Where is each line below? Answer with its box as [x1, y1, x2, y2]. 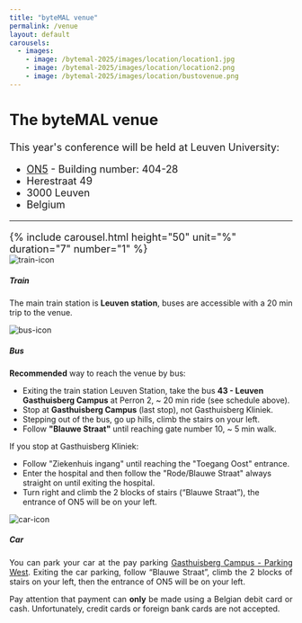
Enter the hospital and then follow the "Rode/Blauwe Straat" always [22, 467, 272, 478]
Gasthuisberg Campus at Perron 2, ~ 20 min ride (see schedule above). [22, 395, 290, 405]
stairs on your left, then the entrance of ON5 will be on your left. [9, 576, 245, 587]
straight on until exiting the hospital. [22, 477, 155, 488]
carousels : [9, 38, 50, 48]
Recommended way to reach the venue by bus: [9, 368, 186, 378]
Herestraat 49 [26, 174, 93, 187]
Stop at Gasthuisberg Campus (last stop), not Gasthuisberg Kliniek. [22, 404, 274, 414]
